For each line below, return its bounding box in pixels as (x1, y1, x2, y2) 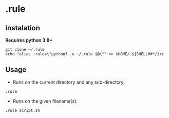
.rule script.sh (5, 108, 40, 113)
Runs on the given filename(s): (12, 98, 78, 104)
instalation (5, 24, 40, 32)
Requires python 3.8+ (5, 37, 53, 43)
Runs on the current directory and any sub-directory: (12, 79, 125, 85)
